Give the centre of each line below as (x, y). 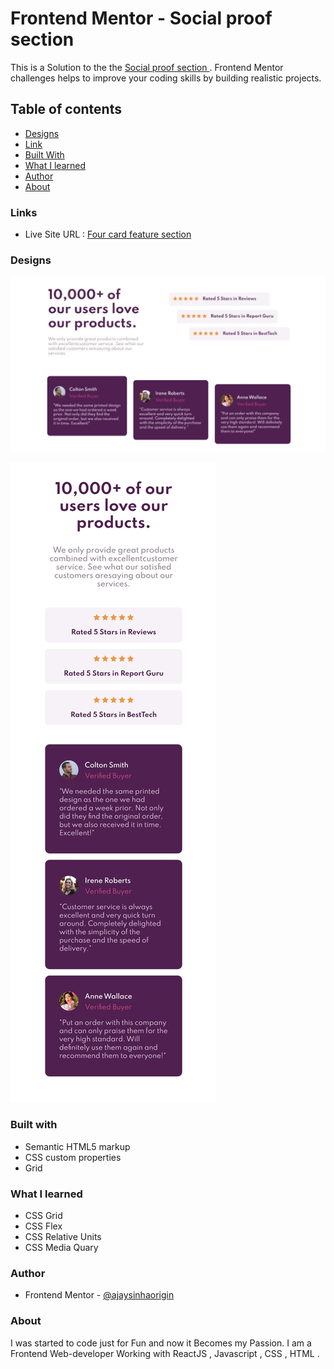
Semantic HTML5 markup (77, 1146)
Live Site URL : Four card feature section (108, 234)
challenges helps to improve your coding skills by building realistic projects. (166, 78)
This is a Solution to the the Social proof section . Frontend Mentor (147, 67)
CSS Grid (43, 1215)
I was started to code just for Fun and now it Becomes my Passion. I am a (161, 1343)
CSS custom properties (73, 1157)
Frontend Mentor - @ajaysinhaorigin (99, 1295)
